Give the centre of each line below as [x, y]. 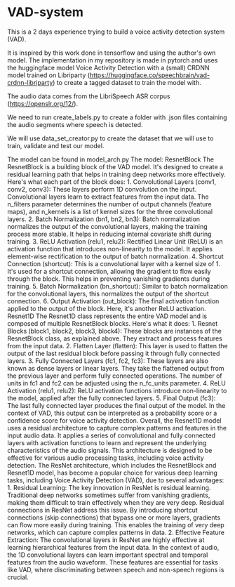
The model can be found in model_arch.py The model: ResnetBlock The [110, 159]
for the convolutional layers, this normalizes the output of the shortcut [108, 293]
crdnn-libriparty [30, 82]
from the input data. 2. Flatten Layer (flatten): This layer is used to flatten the [117, 345]
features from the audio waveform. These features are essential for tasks [113, 562]
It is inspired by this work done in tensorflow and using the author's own [112, 53]
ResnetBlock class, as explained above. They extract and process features [115, 338]
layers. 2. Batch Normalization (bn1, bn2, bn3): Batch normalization [104, 219]
